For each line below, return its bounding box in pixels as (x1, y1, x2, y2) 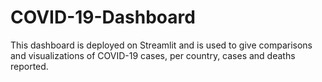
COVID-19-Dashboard (10, 6, 196, 29)
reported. (10, 60, 49, 72)
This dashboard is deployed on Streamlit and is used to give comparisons (10, 39, 313, 51)
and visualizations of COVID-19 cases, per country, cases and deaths (10, 49, 296, 61)
